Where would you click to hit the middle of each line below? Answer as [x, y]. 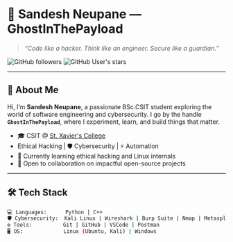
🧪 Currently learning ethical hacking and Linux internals [96, 156]
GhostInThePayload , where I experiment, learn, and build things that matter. [114, 122]
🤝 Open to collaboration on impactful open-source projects [101, 163]
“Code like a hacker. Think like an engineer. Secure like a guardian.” [122, 48]
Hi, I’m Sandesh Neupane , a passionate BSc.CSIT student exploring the [110, 106]
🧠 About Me [33, 90]
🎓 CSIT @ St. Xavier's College [61, 136]
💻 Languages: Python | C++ [55, 212]
